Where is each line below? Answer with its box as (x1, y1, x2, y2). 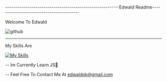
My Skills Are (5, 43, 32, 48)
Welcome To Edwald (5, 19, 47, 25)
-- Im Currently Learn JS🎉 (5, 62, 59, 68)
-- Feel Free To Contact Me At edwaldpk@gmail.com (5, 72, 113, 77)
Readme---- (135, 4, 161, 10)
